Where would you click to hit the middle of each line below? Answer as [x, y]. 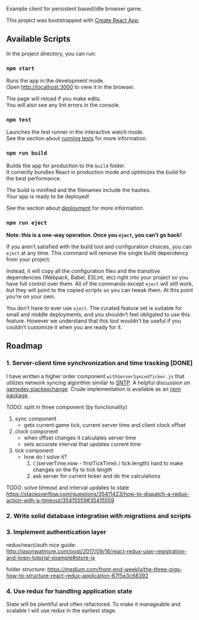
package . [18, 395]
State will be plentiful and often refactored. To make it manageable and [94, 604]
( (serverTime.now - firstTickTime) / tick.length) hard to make [108, 463]
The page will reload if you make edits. [54, 99]
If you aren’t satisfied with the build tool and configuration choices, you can [99, 246]
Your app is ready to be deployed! [48, 196]
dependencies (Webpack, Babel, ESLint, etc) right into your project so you [97, 277]
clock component [36, 431]
